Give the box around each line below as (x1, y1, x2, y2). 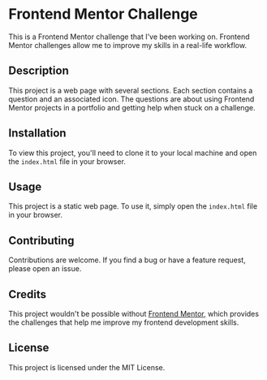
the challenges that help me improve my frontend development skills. (8, 317, 239, 327)
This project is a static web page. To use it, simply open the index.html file (8, 201, 258, 211)
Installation (8, 127, 67, 140)
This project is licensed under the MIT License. (8, 362, 166, 372)
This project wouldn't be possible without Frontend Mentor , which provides (8, 309, 260, 318)
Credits (8, 287, 47, 301)
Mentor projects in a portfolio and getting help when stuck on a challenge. (8, 102, 256, 112)
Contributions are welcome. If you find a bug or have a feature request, (8, 255, 246, 265)
